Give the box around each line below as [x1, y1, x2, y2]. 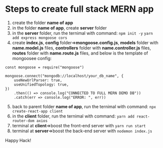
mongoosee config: [12, 55, 52, 61]
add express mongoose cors [12, 35, 68, 40]
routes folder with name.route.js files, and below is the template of [12, 50, 148, 56]
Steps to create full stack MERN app [5, 3, 154, 15]
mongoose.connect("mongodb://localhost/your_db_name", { [5, 73, 124, 78]
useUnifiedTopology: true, [14, 82, 69, 87]
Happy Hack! [5, 137, 31, 143]
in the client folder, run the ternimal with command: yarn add [12, 113, 135, 119]
